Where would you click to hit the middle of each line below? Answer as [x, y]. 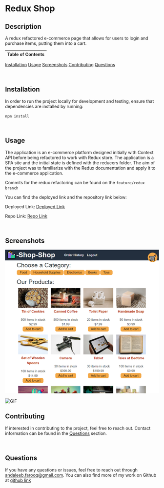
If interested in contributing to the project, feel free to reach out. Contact [78, 428]
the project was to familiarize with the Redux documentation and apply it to [80, 168]
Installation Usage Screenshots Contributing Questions [60, 65]
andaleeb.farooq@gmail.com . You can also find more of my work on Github [81, 475]
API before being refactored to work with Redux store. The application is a [80, 157]
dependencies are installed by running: [44, 106]
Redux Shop [30, 9]
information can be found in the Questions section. [56, 433]
